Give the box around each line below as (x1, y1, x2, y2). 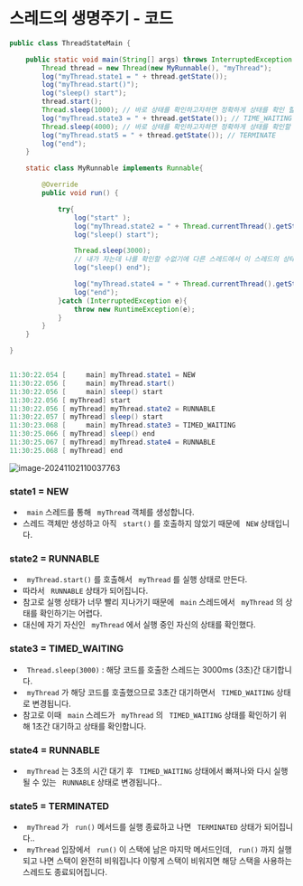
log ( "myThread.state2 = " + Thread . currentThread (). (73, 221, 277, 231)
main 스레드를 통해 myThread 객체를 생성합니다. (26, 507, 196, 518)
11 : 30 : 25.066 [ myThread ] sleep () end (9, 429, 155, 438)
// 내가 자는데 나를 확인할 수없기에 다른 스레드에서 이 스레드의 (73, 255, 280, 264)
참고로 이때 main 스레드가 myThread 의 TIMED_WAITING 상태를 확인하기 (22, 709, 278, 720)
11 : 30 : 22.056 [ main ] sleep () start (9, 387, 164, 396)
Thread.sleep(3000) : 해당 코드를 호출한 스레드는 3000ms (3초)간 (26, 664, 262, 674)
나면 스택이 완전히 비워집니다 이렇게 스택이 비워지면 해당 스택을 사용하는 (39, 855, 293, 866)
